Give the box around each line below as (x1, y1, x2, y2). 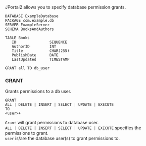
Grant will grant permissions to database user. (5, 120, 99, 126)
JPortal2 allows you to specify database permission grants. (5, 4, 126, 10)
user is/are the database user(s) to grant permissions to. (5, 136, 120, 142)
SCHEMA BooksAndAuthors (5, 27, 54, 32)
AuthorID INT (11, 44, 56, 49)
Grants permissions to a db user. (5, 89, 72, 95)
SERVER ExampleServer (5, 22, 50, 27)
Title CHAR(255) (11, 49, 70, 53)
